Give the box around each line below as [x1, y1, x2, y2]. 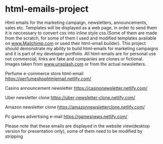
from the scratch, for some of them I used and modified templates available [5, 35, 157, 41]
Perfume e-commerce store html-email [5, 70, 84, 76]
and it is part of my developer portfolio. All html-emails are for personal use [5, 50, 156, 57]
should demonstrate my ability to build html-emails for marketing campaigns [5, 45, 159, 51]
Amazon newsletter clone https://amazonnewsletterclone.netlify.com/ [5, 104, 145, 110]
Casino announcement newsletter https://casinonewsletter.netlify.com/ [5, 85, 148, 91]
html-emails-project [5, 3, 89, 15]
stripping [5, 133, 23, 139]
